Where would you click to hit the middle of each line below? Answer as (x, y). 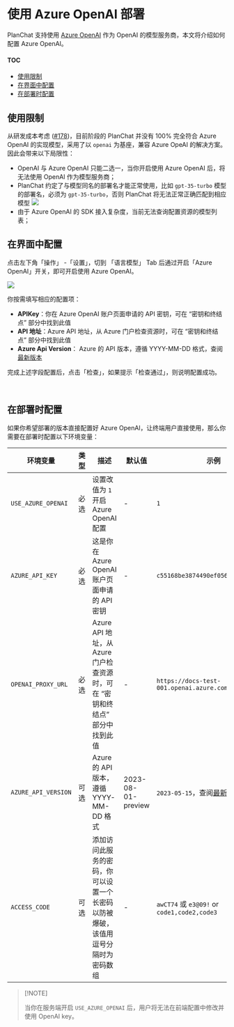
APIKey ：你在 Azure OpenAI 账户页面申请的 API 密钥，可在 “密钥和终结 (120, 313)
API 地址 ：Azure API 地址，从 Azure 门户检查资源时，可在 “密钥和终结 (118, 331)
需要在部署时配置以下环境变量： (53, 437)
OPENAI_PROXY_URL (39, 684)
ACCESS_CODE (31, 907)
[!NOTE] (36, 993)
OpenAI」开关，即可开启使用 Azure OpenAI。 (72, 271)
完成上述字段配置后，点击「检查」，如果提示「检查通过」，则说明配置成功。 (114, 372)
